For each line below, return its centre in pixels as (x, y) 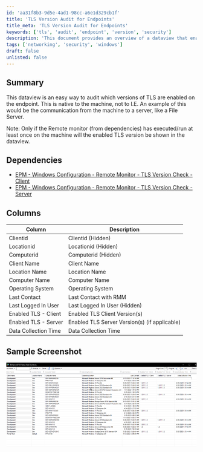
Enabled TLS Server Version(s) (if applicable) (125, 322)
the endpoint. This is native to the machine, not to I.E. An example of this (96, 103)
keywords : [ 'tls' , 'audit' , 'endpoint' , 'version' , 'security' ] (89, 32)
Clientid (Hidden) (90, 238)
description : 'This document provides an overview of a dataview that (97, 38)
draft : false (23, 51)
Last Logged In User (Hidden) (105, 305)
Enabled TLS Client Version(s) (106, 314)
